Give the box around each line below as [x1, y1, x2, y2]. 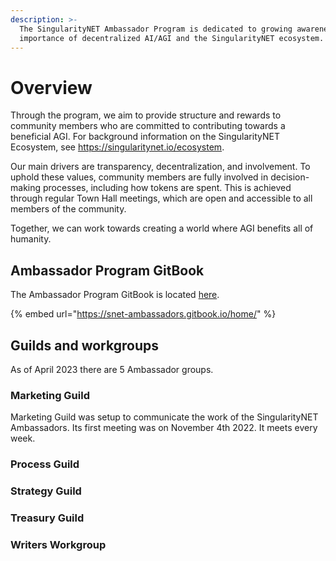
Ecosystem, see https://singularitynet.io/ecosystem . [10, 141, 225, 153]
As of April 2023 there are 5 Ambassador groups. [10, 363, 214, 375]
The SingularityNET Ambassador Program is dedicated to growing [19, 24, 293, 34]
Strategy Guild [10, 484, 82, 498]
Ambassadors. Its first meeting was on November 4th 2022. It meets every [10, 422, 318, 434]
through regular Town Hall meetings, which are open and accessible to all [10, 192, 313, 205]
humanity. [10, 233, 52, 245]
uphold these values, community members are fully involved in [10, 171, 269, 183]
